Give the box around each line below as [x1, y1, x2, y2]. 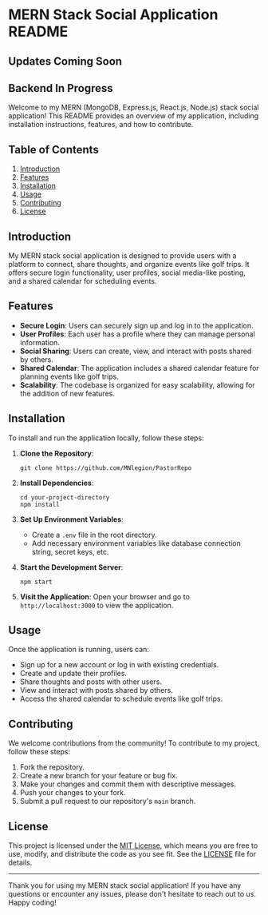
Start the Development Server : [19, 562, 124, 572]
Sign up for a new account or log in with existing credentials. [19, 660, 219, 670]
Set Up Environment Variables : [19, 514, 124, 524]
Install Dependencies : [19, 478, 94, 487]
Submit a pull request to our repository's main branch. [19, 797, 196, 806]
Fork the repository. [19, 762, 85, 772]
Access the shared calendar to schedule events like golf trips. [19, 694, 223, 704]
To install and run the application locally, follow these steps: [8, 433, 205, 443]
